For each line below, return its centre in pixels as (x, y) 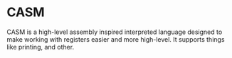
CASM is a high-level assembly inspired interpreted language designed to (115, 32)
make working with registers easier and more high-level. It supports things (116, 39)
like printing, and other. (41, 47)
